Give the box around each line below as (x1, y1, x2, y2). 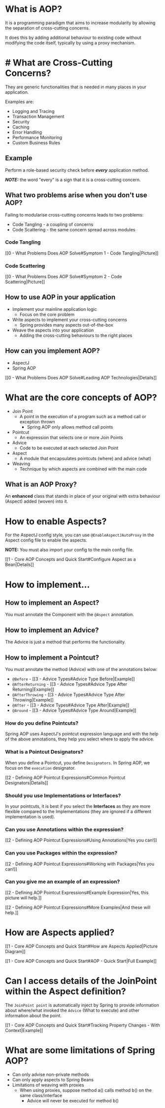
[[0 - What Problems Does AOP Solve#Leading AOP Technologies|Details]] (5, 374, 157, 380)
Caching (12, 124, 30, 130)
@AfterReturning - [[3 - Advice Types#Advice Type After (12, 681, 127, 687)
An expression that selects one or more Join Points (19, 434, 123, 440)
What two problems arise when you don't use (5, 191, 148, 199)
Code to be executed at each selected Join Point (19, 445, 119, 451)
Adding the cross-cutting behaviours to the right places (19, 332, 132, 338)
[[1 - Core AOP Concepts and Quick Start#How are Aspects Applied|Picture (5, 943, 158, 949)
